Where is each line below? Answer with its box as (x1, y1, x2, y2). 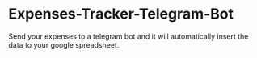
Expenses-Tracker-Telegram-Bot (8, 5, 234, 23)
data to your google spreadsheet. (8, 39, 120, 49)
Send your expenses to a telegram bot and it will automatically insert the (8, 31, 249, 41)
